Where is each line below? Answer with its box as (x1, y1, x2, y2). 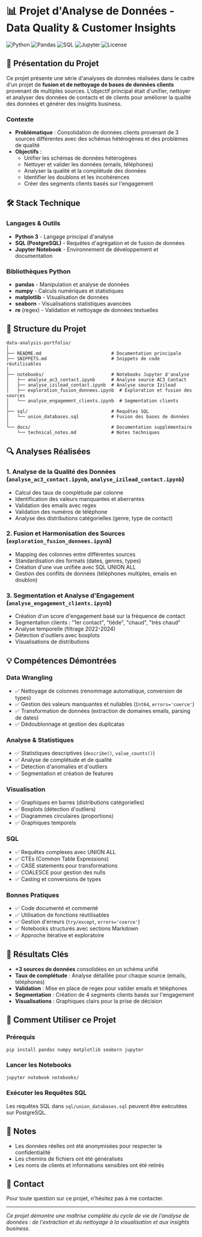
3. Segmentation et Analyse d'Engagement (6, 591, 135, 599)
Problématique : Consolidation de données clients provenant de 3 (14, 129, 179, 136)
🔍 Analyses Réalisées (6, 446, 91, 457)
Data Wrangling (6, 673, 53, 682)
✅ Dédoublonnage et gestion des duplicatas (14, 720, 125, 728)
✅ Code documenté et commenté (14, 905, 98, 912)
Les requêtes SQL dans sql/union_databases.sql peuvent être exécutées (6, 1102, 188, 1109)
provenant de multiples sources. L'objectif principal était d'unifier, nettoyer (6, 87, 191, 95)
